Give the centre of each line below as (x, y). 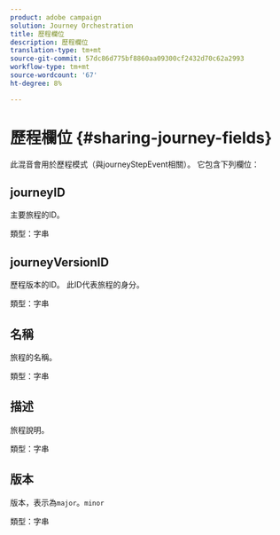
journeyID (38, 192)
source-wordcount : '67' (54, 75)
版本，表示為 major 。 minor (57, 502)
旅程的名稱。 (33, 357)
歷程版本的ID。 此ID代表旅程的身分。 (77, 285)
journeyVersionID (60, 262)
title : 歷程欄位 (37, 34)
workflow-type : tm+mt (50, 67)
